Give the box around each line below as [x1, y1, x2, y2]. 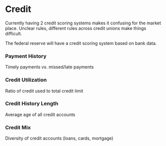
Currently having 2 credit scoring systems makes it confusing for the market [5, 20, 162, 26]
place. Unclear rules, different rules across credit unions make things [5, 25, 147, 31]
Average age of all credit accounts [5, 111, 76, 118]
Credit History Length [5, 100, 59, 107]
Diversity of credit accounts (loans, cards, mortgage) [5, 136, 113, 142]
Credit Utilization [5, 76, 47, 83]
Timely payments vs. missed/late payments [5, 64, 94, 70]
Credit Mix [5, 124, 31, 131]
